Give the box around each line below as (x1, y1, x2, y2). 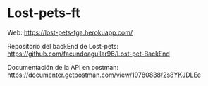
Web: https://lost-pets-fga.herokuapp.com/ (7, 28, 133, 37)
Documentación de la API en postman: (7, 63, 118, 71)
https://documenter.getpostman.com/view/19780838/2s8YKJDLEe (7, 70, 201, 79)
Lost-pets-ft (7, 5, 81, 21)
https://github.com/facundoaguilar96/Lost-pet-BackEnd (7, 49, 171, 58)
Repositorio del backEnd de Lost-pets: (7, 42, 118, 50)
